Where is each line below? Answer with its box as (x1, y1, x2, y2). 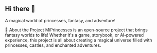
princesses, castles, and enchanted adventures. (5, 42, 101, 48)
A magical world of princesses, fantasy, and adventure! (5, 17, 116, 23)
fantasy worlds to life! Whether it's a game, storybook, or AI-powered (5, 32, 144, 38)
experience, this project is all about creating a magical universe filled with (5, 37, 152, 43)
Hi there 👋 (5, 5, 35, 13)
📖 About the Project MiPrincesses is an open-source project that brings (5, 27, 148, 33)
